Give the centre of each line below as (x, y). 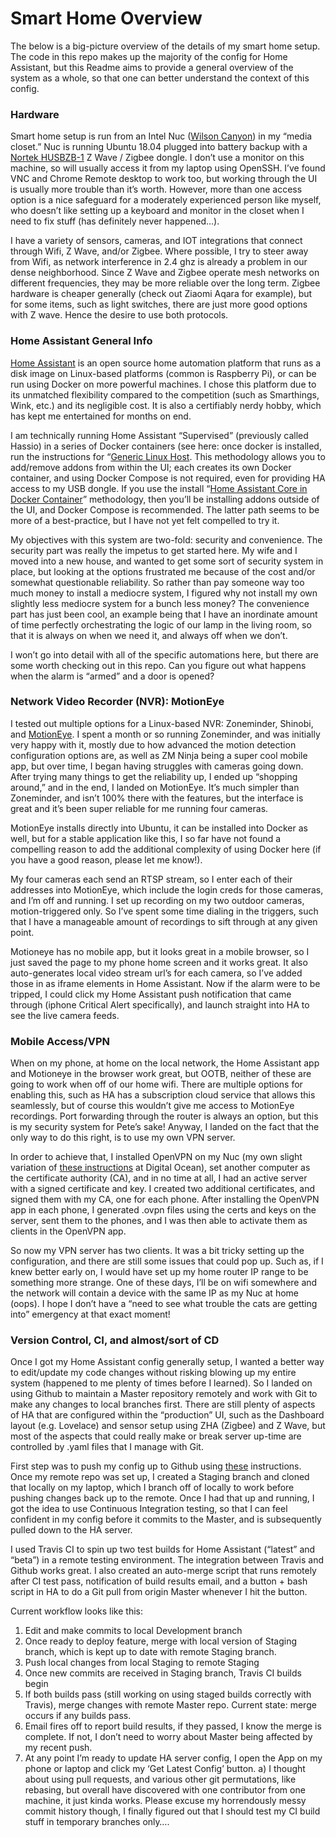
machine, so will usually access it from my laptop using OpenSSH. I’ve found (168, 168)
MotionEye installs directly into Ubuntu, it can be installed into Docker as (159, 828)
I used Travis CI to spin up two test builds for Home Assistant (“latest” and (163, 1549)
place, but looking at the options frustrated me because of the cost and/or (163, 571)
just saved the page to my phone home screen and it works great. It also (159, 962)
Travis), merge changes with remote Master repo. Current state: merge (170, 1705)
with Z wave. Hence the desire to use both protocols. (119, 315)
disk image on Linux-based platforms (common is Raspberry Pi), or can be (163, 373)
